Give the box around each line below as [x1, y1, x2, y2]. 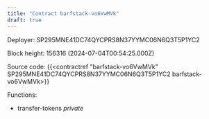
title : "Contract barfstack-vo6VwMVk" [7, 10, 119, 17]
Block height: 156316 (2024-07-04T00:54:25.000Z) [7, 49, 155, 57]
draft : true [7, 17, 42, 24]
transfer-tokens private [17, 104, 84, 112]
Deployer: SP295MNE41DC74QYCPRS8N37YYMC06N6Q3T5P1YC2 [7, 35, 200, 44]
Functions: [7, 91, 37, 99]
